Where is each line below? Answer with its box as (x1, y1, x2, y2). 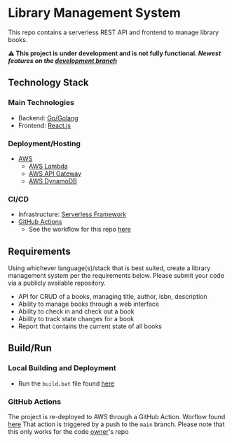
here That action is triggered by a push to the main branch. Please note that (8, 420, 225, 428)
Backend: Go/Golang (18, 113, 79, 122)
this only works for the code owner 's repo (8, 428, 129, 436)
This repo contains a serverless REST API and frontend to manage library (8, 28, 219, 36)
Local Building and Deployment (8, 363, 116, 373)
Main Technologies (8, 98, 74, 108)
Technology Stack (8, 77, 89, 89)
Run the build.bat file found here (18, 379, 115, 388)
